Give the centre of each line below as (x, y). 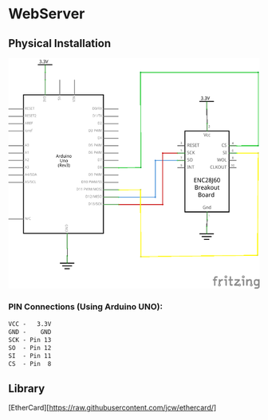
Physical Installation (60, 43)
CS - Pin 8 (30, 364)
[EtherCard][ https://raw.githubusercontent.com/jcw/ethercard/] (112, 408)
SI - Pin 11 (30, 356)
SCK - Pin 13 (30, 340)
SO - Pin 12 (30, 348)
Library (27, 389)
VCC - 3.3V (30, 324)
